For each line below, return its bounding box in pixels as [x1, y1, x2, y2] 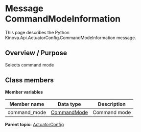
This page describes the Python [5, 29, 70, 35]
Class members [5, 76, 54, 85]
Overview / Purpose [5, 49, 68, 57]
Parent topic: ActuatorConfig [5, 121, 64, 127]
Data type [58, 101, 81, 108]
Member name [9, 101, 45, 108]
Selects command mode [5, 62, 54, 67]
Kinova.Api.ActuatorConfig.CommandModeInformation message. [5, 35, 136, 41]
